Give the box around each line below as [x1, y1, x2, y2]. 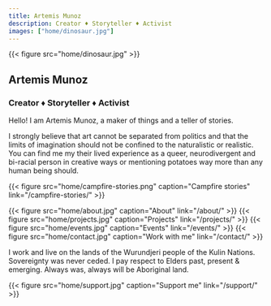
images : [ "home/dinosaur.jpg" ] [8, 27, 114, 35]
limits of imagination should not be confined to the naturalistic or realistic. [8, 140, 254, 150]
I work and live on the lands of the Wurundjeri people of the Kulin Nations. [8, 248, 256, 257]
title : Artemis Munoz [8, 11, 82, 20]
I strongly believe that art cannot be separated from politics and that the [8, 131, 249, 141]
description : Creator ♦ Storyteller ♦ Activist [8, 19, 173, 28]
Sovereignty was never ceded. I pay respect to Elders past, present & [8, 256, 240, 266]
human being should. [8, 166, 80, 175]
